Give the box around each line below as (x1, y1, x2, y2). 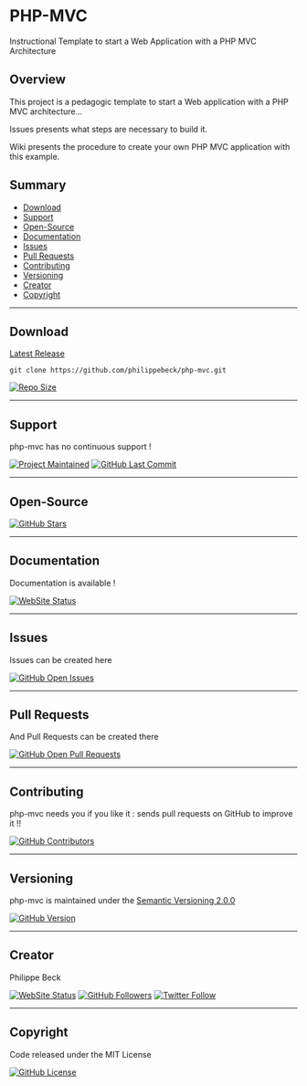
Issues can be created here (9, 654, 112, 665)
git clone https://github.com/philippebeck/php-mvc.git (9, 366, 227, 375)
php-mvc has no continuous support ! (9, 441, 152, 452)
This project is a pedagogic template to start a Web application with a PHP (9, 96, 290, 107)
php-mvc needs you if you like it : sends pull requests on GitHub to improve (9, 808, 293, 819)
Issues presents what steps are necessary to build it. (9, 123, 208, 134)
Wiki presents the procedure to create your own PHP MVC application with (9, 141, 291, 152)
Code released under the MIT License (9, 1049, 153, 1060)
